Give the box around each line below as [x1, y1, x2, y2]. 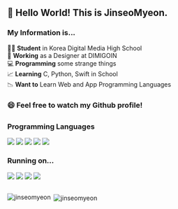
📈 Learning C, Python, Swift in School [7, 69, 119, 78]
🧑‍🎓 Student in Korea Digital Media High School [7, 43, 142, 52]
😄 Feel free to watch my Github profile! [7, 100, 143, 110]
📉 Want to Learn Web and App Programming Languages [7, 80, 172, 88]
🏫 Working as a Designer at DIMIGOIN [7, 51, 117, 59]
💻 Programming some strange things [7, 59, 117, 67]
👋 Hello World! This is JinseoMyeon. [7, 7, 168, 19]
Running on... [7, 156, 54, 166]
